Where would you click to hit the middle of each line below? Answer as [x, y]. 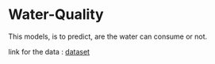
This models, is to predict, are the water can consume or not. [108, 36]
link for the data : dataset [49, 51]
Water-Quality [56, 15]
